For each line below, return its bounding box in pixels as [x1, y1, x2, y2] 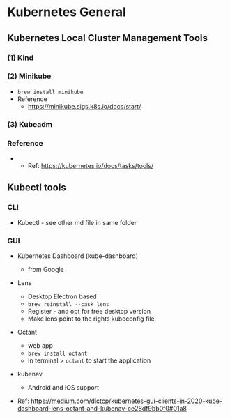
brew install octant [27, 350, 88, 357]
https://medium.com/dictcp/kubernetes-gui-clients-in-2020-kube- [30, 397, 223, 405]
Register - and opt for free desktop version [27, 307, 151, 315]
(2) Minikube [7, 71, 52, 81]
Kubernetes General [7, 4, 127, 20]
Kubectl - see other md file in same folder [17, 218, 137, 227]
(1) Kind [7, 53, 34, 63]
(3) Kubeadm [7, 119, 53, 129]
